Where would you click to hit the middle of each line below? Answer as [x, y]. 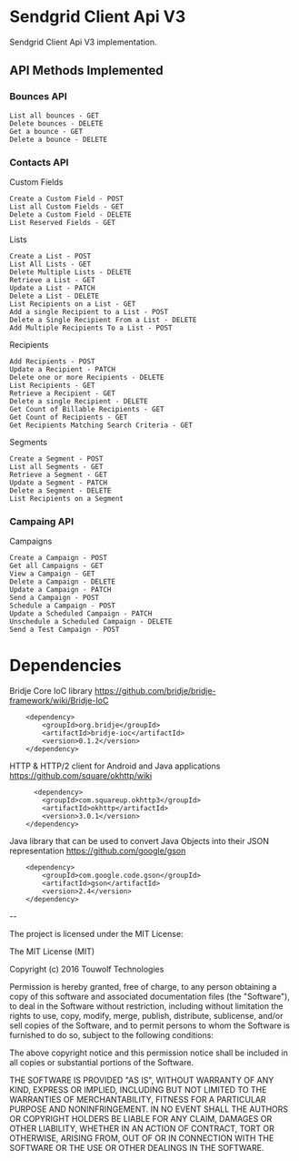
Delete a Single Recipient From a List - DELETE [103, 320]
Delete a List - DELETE [55, 296]
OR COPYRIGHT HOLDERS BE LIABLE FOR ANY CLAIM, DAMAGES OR [141, 1119]
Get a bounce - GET [46, 131]
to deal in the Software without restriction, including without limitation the [146, 1006]
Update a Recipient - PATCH [63, 369]
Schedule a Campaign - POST [63, 606]
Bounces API [39, 97]
